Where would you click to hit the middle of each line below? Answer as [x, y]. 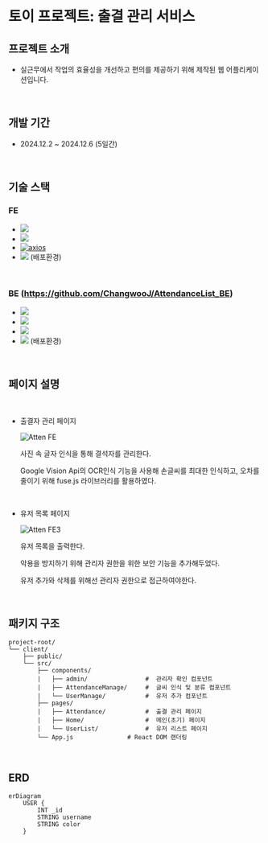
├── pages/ [56, 703]
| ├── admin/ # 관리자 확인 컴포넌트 [125, 679]
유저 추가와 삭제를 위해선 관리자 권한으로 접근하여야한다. [108, 580]
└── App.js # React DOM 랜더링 [112, 738]
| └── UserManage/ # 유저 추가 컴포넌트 [122, 697]
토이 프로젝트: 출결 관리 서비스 [102, 16]
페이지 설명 [34, 384]
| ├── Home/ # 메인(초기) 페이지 [122, 721]
